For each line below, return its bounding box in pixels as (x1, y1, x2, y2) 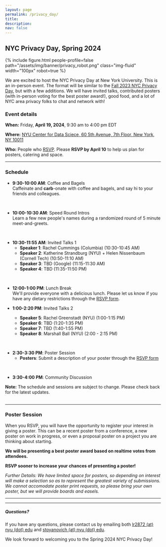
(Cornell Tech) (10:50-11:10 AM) (19, 255, 84, 261)
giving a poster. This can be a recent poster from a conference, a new (5, 428, 147, 434)
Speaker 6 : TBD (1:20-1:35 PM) (19, 320, 83, 326)
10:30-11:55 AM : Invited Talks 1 (12, 239, 77, 245)
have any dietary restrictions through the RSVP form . (12, 295, 120, 301)
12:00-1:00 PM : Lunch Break (12, 285, 72, 291)
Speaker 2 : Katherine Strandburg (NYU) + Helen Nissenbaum (19, 250, 145, 256)
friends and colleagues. (12, 190, 61, 196)
